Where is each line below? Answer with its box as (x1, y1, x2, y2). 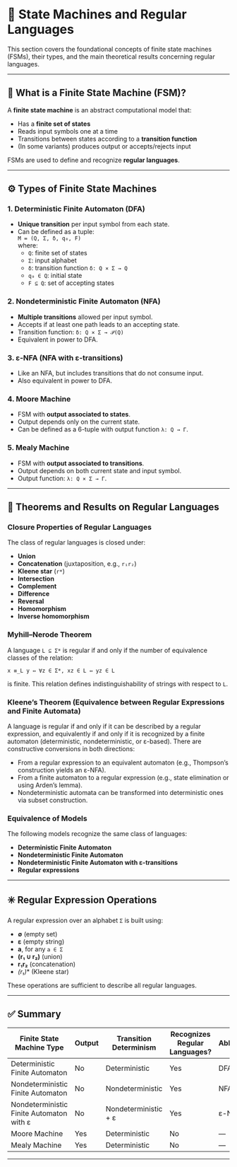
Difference (17, 590, 50, 598)
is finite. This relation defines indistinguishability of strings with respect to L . (7, 679, 229, 688)
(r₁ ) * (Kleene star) (17, 968, 69, 976)
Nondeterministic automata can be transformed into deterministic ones (17, 788, 224, 796)
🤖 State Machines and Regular (7, 6, 187, 23)
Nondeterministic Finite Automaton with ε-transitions (17, 859, 178, 867)
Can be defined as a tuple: (17, 228, 95, 236)
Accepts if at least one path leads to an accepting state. (17, 320, 180, 328)
